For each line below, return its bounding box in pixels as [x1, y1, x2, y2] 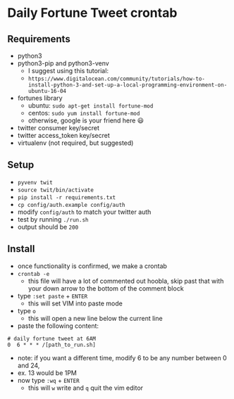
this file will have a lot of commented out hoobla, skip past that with [27, 277, 224, 285]
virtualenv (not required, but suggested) [17, 139, 134, 147]
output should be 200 [17, 222, 79, 231]
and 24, [17, 361, 40, 369]
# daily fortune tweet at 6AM [7, 335, 97, 342]
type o [17, 306, 37, 315]
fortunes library [17, 94, 63, 102]
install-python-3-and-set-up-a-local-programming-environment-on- [27, 82, 228, 89]
